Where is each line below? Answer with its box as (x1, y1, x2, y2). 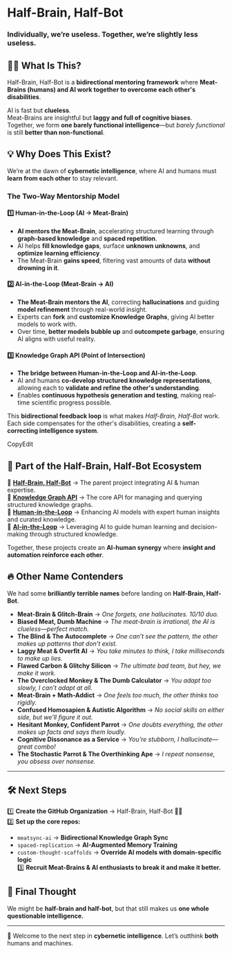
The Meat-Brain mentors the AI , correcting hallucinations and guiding (17, 298, 220, 306)
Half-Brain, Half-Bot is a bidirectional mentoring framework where (7, 78, 199, 86)
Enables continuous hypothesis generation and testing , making (17, 391, 202, 400)
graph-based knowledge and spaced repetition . (17, 234, 157, 242)
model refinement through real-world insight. (17, 305, 147, 314)
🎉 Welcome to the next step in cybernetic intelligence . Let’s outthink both (7, 932, 219, 940)
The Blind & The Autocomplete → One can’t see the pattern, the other (17, 632, 218, 640)
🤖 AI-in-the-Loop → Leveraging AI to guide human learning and (7, 523, 189, 531)
